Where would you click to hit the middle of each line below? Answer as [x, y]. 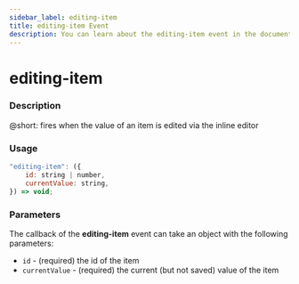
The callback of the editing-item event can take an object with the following [149, 233]
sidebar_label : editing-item [63, 17]
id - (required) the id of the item [81, 260]
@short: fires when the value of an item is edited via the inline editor [134, 125]
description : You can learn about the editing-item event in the [133, 34]
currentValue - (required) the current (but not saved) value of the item [150, 270]
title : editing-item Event [59, 26]
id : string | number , [65, 175]
